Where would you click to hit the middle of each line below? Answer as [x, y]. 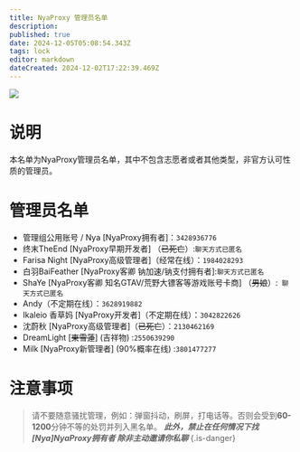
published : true [40, 34]
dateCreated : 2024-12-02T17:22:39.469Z [84, 69]
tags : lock [30, 52]
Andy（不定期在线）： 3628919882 [82, 303]
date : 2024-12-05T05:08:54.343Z [70, 43]
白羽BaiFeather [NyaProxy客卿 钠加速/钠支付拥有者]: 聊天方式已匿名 [143, 271]
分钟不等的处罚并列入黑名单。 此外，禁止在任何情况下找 [155, 427]
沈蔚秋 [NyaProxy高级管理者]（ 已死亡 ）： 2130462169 [118, 325]
